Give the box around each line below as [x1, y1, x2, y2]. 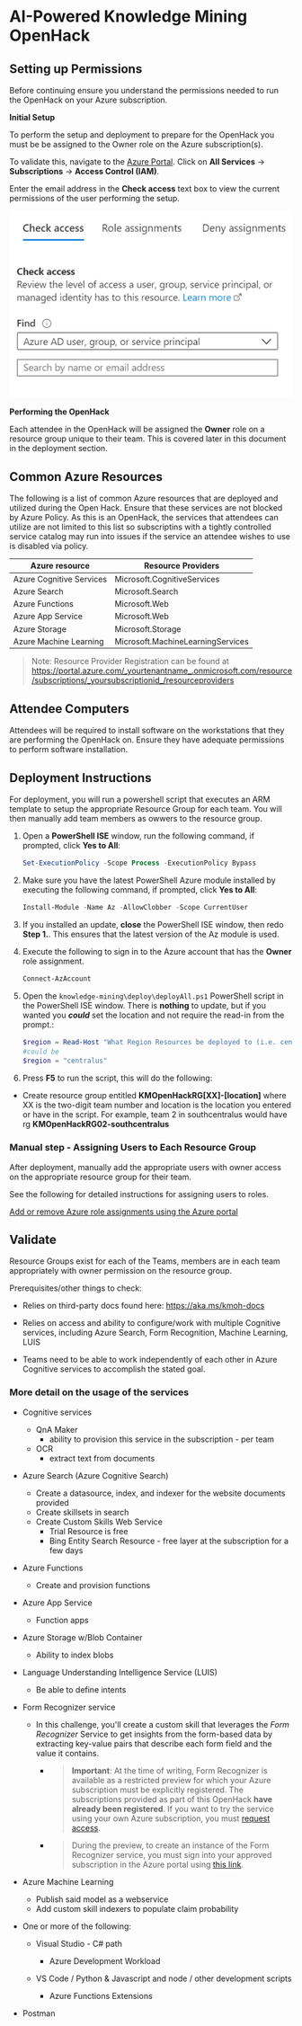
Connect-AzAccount [22, 973, 92, 983]
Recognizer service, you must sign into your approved [71, 1849, 272, 1860]
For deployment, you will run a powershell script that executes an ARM [9, 794, 271, 805]
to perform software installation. [9, 744, 129, 755]
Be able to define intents [35, 1684, 127, 1695]
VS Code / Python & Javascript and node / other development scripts [35, 1973, 292, 1984]
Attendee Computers [9, 701, 130, 716]
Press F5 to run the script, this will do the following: [22, 1072, 213, 1084]
